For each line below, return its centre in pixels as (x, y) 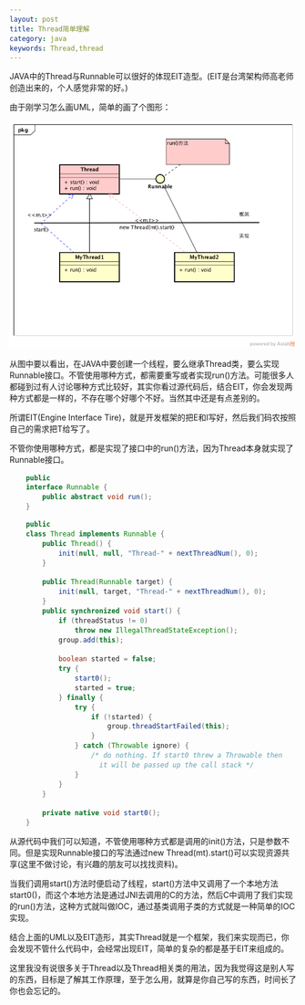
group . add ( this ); (91, 640)
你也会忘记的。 (37, 991)
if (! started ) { (122, 717)
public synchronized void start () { (112, 611)
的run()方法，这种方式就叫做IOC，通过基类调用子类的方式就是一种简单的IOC (152, 906)
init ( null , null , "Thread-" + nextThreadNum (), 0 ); (158, 553)
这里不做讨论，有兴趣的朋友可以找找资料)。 (102, 864)
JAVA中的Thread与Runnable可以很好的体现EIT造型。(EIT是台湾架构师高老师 (152, 77)
